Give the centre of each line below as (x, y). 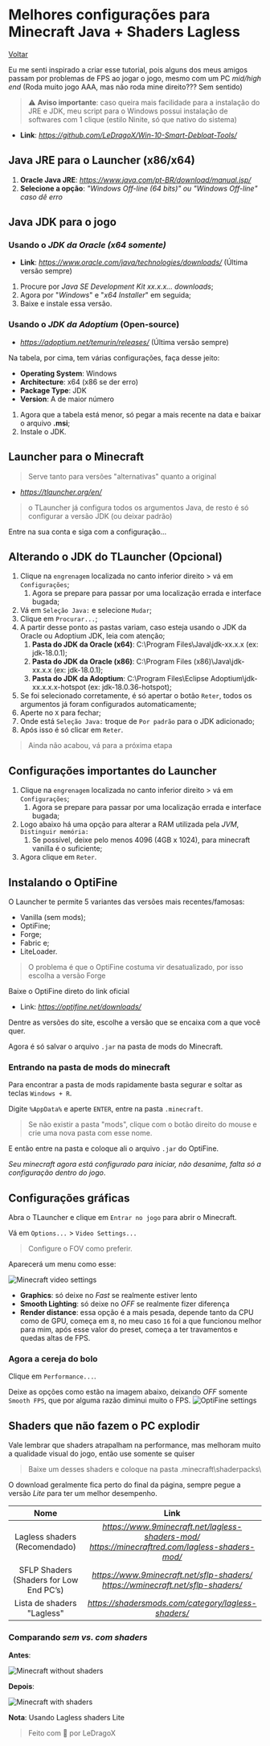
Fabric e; (35, 943)
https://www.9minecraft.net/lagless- (172, 1527)
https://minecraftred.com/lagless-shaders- (172, 1547)
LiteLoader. (39, 951)
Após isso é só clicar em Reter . (72, 730)
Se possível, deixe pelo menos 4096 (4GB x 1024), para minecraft (141, 840)
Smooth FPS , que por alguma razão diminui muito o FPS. (100, 1400)
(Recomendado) (45, 1547)
